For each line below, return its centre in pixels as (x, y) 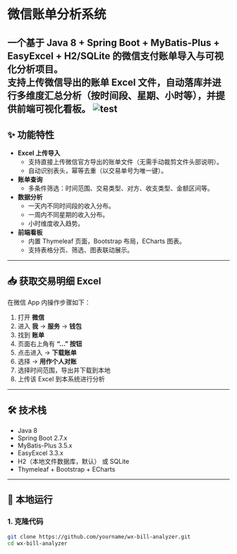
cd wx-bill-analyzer (38, 543)
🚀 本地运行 (30, 500)
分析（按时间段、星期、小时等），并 (139, 96)
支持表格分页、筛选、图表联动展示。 (81, 250)
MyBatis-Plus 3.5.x (45, 445)
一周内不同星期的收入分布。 (68, 215)
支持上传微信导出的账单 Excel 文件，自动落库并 (110, 82)
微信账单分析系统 (57, 14)
